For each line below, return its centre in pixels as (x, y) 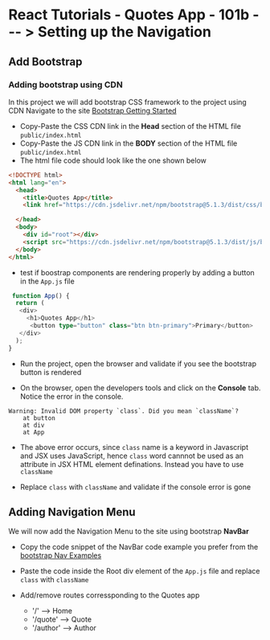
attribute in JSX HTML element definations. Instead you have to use (132, 464)
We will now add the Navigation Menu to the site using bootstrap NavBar (129, 531)
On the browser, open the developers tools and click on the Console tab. (140, 387)
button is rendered (51, 372)
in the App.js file (47, 281)
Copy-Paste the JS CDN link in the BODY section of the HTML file (129, 143)
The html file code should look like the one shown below (113, 160)
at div (34, 425)
